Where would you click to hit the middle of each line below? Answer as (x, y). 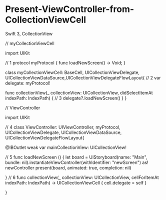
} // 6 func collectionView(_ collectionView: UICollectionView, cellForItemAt (82, 177)
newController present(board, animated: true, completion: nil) (68, 167)
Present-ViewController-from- (70, 9)
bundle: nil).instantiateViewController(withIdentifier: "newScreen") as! (77, 162)
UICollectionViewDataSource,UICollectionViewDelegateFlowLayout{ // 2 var (83, 77)
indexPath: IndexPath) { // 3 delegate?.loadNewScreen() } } (66, 98)
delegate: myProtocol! (28, 83)
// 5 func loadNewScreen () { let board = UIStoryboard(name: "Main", (76, 157)
